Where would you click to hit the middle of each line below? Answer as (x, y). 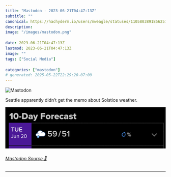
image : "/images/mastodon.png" (38, 32)
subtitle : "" (19, 16)
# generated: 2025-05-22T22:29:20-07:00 (49, 75)
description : (19, 27)
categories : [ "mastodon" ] (33, 70)
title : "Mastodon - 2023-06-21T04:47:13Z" (51, 11)
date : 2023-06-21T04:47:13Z (35, 43)
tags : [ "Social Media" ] (31, 59)
